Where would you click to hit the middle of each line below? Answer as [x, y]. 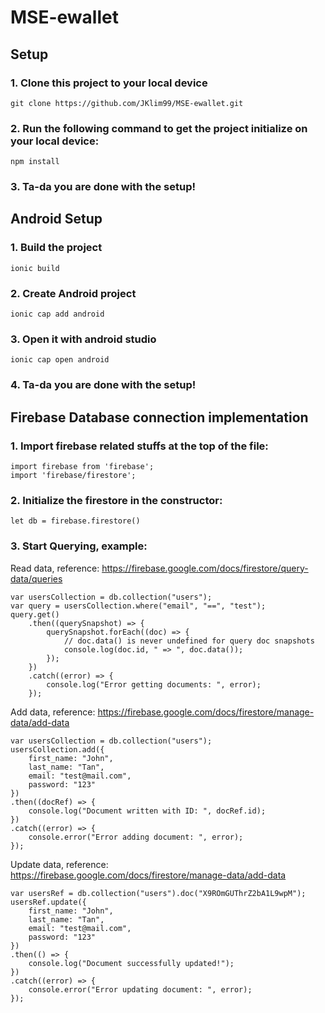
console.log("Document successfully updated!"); [131, 963]
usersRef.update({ [48, 902]
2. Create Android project [73, 293]
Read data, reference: [55, 568]
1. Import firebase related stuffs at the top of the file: [139, 446]
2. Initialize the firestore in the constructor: [116, 500]
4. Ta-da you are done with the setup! [103, 385]
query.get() [35, 614]
